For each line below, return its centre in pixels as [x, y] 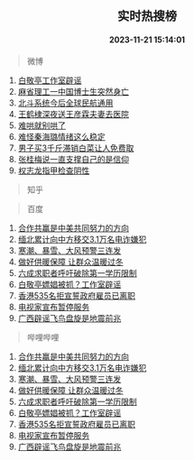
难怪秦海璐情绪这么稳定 [61, 136]
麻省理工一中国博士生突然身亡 [73, 91]
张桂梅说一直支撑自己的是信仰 [73, 159]
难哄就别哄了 [42, 125]
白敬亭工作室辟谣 [50, 80]
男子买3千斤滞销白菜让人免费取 [76, 148]
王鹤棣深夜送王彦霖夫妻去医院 [73, 114]
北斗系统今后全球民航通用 [65, 103]
